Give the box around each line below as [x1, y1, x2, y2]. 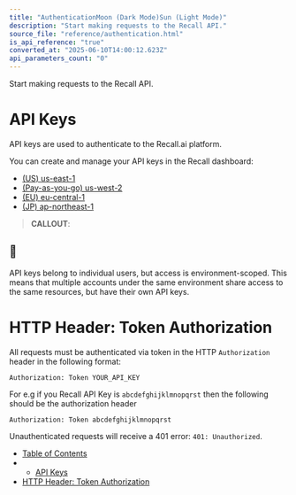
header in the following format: [9, 356, 122, 367]
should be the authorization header [9, 398, 137, 408]
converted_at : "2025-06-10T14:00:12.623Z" [9, 46, 168, 55]
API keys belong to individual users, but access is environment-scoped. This [9, 267, 287, 278]
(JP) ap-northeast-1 [21, 201, 95, 212]
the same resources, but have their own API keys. [9, 286, 190, 297]
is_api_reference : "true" [9, 37, 104, 47]
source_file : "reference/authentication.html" [9, 29, 184, 38]
